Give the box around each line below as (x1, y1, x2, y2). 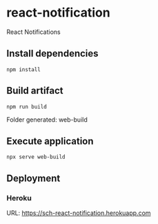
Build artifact (6, 85, 63, 97)
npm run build (6, 103, 48, 110)
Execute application (6, 135, 94, 147)
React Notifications (6, 28, 61, 36)
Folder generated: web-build (6, 115, 88, 124)
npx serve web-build (6, 153, 66, 160)
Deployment (6, 172, 61, 184)
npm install (6, 66, 41, 73)
